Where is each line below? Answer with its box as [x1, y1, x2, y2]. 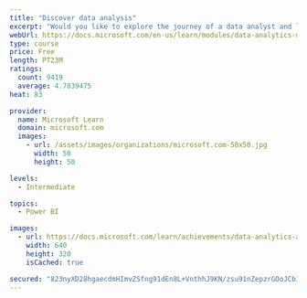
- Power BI [17, 208, 59, 217]
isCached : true [26, 258, 84, 267]
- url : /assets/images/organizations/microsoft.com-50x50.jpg [26, 141, 268, 150]
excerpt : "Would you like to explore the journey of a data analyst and [9, 22, 292, 31]
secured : [9, 274, 43, 283]
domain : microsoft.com [17, 123, 104, 133]
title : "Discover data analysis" [9, 13, 137, 23]
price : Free [9, 48, 55, 57]
